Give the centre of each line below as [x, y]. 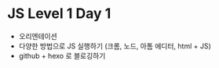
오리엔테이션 [38, 36]
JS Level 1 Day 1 [59, 14]
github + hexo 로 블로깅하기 [62, 55]
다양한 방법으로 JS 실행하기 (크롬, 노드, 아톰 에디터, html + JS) [115, 46]
